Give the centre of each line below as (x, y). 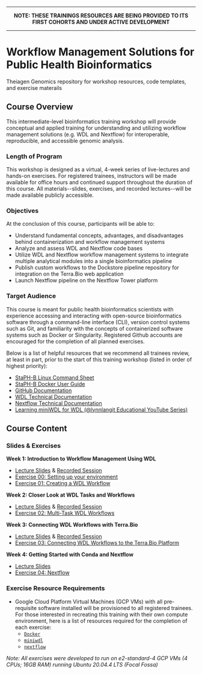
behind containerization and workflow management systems (90, 242)
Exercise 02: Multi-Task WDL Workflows (65, 513)
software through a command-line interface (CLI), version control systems (98, 322)
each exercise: (33, 627)
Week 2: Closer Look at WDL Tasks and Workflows (71, 495)
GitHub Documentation (43, 390)
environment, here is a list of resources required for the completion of (101, 621)
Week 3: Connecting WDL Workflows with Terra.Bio (72, 525)
